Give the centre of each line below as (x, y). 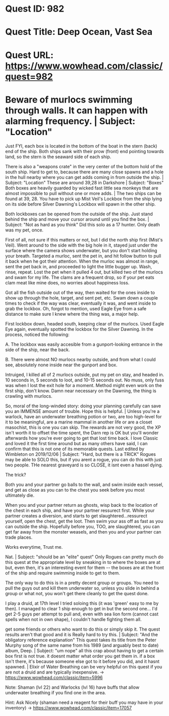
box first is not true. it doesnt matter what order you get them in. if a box (80, 656)
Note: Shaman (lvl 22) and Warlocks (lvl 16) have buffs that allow (72, 687)
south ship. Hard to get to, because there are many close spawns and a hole (84, 172)
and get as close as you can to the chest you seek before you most (75, 490)
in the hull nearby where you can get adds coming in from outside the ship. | (84, 177)
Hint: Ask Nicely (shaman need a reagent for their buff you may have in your (84, 702)
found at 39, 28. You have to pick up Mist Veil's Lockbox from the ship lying (84, 199)
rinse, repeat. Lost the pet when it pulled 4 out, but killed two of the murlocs (84, 272)
